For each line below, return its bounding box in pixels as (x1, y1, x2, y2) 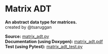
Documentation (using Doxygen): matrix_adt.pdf (5, 38, 103, 44)
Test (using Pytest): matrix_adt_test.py (5, 43, 83, 49)
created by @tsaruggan (5, 24, 52, 30)
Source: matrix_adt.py (5, 33, 49, 39)
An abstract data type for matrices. (5, 19, 77, 25)
